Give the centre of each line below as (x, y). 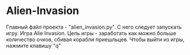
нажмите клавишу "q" (34, 46)
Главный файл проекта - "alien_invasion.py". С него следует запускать (94, 27)
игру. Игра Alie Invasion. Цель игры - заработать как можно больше (91, 33)
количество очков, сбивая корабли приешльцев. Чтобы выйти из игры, (95, 39)
